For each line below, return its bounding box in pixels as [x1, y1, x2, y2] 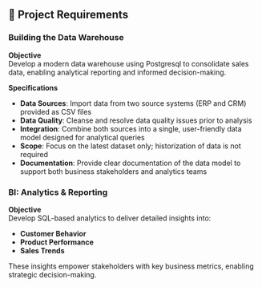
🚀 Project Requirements [8, 8, 129, 22]
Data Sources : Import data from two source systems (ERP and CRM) [19, 98, 247, 108]
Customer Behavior [19, 228, 87, 238]
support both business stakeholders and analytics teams [19, 166, 208, 176]
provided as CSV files [19, 107, 92, 116]
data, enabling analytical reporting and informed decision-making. [8, 67, 227, 77]
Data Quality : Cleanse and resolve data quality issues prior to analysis [19, 115, 252, 125]
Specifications [8, 83, 58, 92]
